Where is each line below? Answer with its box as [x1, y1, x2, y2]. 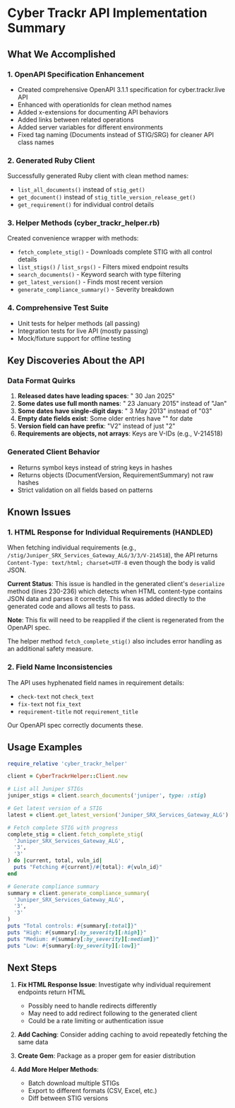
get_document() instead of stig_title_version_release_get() [17, 193, 196, 202]
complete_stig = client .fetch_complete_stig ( [7, 831, 143, 838]
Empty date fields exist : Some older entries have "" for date [17, 414, 193, 423]
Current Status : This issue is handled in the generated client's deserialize [7, 580, 225, 588]
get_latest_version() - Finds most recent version [17, 278, 164, 286]
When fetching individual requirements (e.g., [7, 543, 137, 552]
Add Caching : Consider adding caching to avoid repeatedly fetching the [17, 1030, 228, 1039]
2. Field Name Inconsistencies [7, 663, 113, 672]
